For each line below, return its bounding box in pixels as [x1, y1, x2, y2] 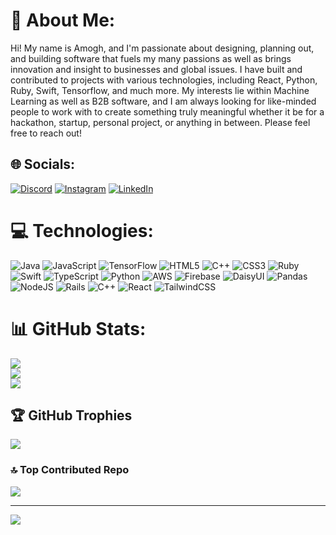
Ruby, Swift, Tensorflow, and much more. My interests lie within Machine [10, 84, 310, 96]
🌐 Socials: [10, 156, 76, 173]
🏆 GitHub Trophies [10, 407, 133, 424]
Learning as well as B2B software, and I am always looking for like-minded [10, 95, 317, 107]
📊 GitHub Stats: [10, 317, 147, 340]
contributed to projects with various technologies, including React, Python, [10, 74, 318, 86]
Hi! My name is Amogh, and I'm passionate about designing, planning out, [10, 42, 315, 54]
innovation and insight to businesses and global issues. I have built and [10, 63, 303, 75]
